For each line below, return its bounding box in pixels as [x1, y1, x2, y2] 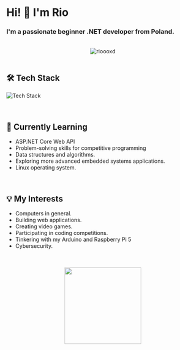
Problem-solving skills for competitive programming [15, 144, 146, 152]
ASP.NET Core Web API [15, 138, 75, 146]
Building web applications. [15, 216, 82, 223]
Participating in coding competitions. [15, 229, 108, 236]
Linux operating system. [15, 164, 77, 171]
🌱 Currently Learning [6, 122, 88, 132]
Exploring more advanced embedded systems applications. [15, 157, 165, 165]
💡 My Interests [6, 193, 63, 204]
